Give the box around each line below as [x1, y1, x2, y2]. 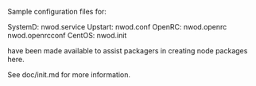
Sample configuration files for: [7, 7, 107, 16]
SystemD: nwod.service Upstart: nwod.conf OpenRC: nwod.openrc [7, 22, 227, 31]
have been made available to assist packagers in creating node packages [7, 46, 248, 55]
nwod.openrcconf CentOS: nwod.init [7, 31, 127, 40]
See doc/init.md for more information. [7, 70, 130, 79]
